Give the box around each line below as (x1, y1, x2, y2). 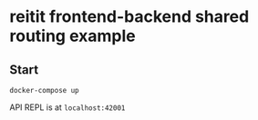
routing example (9, 25, 136, 46)
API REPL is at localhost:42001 (9, 102, 126, 113)
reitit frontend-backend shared (9, 6, 250, 27)
